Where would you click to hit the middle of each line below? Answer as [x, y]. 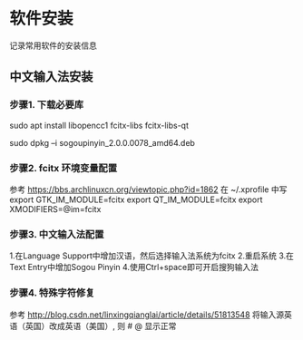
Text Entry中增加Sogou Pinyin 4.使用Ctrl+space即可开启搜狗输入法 [134, 267]
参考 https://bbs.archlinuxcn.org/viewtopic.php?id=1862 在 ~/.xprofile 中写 [148, 189]
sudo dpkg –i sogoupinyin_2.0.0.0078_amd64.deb [102, 142]
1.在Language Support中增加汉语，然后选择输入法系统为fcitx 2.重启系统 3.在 [152, 256]
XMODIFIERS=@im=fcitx [55, 209]
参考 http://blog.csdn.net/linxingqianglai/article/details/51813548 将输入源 [147, 315]
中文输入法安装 [51, 77]
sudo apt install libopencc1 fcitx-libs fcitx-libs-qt [99, 125]
